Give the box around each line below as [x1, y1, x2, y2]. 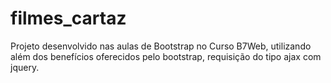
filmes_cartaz [10, 7, 127, 30]
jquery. [10, 61, 40, 73]
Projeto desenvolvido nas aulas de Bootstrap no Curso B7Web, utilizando [10, 40, 312, 52]
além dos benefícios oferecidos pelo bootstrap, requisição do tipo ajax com [10, 50, 322, 62]
